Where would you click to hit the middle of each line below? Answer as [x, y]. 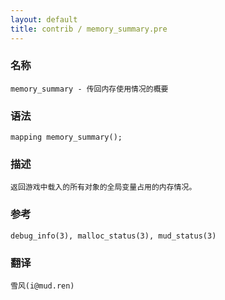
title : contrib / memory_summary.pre [89, 29]
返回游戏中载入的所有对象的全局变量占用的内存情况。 [103, 187]
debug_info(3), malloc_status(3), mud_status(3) [113, 236]
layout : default [44, 19]
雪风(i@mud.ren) [42, 286]
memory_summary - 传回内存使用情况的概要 [89, 89]
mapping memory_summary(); [66, 137]
